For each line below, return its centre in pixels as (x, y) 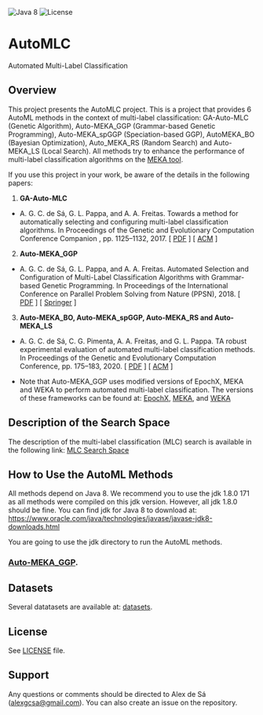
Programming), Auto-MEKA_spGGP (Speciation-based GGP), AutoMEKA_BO (131, 134)
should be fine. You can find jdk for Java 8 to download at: (103, 510)
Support (29, 675)
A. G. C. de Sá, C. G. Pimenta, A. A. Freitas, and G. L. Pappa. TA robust (133, 341)
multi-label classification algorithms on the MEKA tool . (96, 159)
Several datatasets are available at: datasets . (80, 607)
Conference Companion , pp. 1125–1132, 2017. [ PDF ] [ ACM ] (119, 238)
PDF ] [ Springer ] (48, 302)
